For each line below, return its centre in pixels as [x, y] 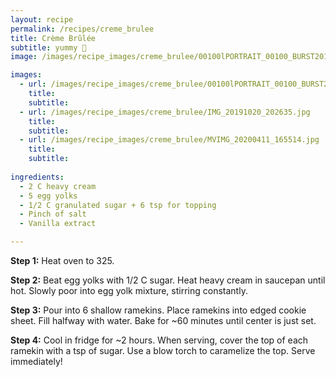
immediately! [36, 361]
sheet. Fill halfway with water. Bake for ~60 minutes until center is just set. [163, 320]
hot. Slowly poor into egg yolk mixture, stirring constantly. [129, 290]
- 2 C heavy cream [58, 186]
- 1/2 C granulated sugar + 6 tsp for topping [118, 205]
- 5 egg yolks [48, 196]
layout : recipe [42, 19]
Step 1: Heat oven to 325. [62, 260]
